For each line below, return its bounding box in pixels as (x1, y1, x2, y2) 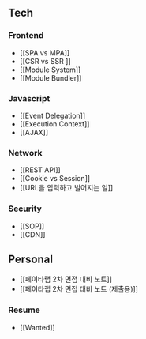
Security (8, 203, 42, 214)
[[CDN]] (19, 229, 46, 239)
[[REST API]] (19, 165, 61, 175)
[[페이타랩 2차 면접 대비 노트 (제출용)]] (19, 284, 138, 294)
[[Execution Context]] (19, 119, 90, 129)
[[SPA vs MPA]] (19, 47, 70, 58)
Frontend (8, 30, 44, 41)
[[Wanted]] (19, 322, 55, 332)
